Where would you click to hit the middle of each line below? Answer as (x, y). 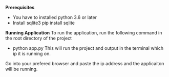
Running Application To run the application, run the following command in (84, 33)
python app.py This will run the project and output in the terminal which (88, 48)
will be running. (22, 69)
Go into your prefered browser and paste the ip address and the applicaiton (85, 63)
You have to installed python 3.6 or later (55, 17)
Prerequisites (20, 7)
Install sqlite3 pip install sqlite (44, 23)
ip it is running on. (32, 54)
